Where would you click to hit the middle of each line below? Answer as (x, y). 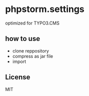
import (19, 61)
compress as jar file (33, 56)
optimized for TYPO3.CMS (32, 23)
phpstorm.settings (45, 9)
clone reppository (30, 50)
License (18, 77)
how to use (23, 39)
